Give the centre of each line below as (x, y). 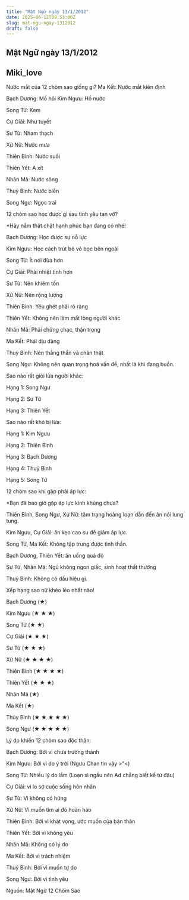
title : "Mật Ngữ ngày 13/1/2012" (48, 12)
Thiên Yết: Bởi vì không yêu (40, 833)
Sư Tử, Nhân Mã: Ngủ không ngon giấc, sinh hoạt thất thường (81, 567)
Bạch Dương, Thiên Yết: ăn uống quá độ (55, 556)
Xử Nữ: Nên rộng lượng (34, 295)
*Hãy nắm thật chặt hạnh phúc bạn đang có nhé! (66, 226)
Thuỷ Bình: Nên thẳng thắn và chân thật (55, 353)
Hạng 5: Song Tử (27, 480)
